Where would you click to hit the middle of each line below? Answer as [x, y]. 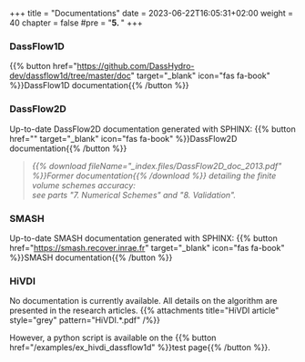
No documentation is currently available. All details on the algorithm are [143, 301]
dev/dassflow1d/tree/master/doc [70, 75]
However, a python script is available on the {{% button [113, 338]
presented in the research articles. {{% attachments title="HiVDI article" [144, 311]
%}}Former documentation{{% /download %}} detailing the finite [154, 176]
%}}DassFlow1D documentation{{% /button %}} [99, 85]
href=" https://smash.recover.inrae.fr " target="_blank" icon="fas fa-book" [147, 247]
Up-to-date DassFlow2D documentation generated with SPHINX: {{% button [152, 129]
